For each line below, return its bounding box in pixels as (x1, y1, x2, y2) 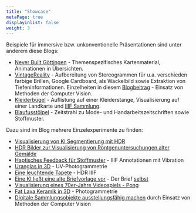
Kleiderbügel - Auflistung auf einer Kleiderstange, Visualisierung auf (14, 96, 180, 104)
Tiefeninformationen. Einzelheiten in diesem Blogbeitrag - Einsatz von (14, 84, 184, 91)
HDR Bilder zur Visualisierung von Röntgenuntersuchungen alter (14, 144, 170, 151)
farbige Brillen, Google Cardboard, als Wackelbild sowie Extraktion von (14, 78, 186, 85)
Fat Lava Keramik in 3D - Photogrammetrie (14, 188, 118, 195)
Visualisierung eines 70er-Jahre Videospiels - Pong (14, 182, 139, 189)
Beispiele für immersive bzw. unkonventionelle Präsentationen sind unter (6, 41, 182, 48)
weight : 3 (6, 25, 31, 31)
